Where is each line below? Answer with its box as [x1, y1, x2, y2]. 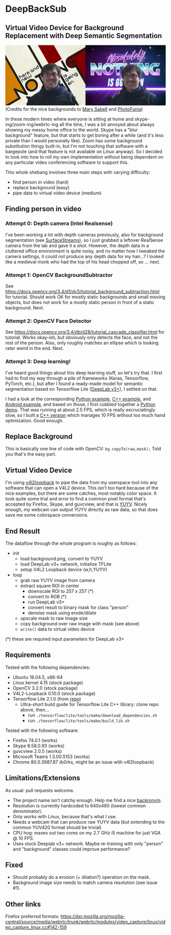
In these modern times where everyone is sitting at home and [5, 116, 134, 122]
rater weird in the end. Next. [5, 345, 64, 351]
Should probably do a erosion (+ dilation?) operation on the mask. [12, 874, 151, 880]
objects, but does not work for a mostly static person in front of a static [5, 299, 155, 305]
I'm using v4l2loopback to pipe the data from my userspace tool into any [5, 479, 158, 486]
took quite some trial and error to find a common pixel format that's [5, 496, 146, 502]
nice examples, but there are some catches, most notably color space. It [5, 490, 157, 496]
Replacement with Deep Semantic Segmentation [5, 31, 162, 40]
